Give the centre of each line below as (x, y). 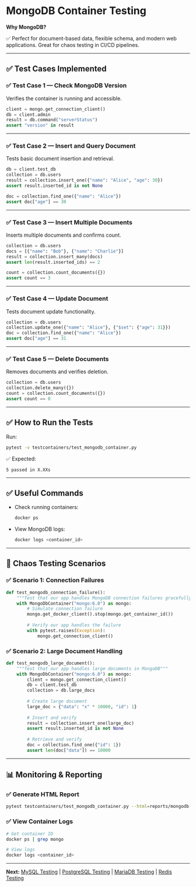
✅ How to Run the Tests (50, 423)
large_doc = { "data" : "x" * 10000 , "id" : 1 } (82, 707)
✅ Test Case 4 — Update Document (57, 299)
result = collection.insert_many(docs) (55, 257)
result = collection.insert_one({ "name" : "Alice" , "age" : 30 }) (85, 180)
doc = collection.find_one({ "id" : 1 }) (74, 745)
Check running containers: (46, 507)
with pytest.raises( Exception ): (66, 630)
